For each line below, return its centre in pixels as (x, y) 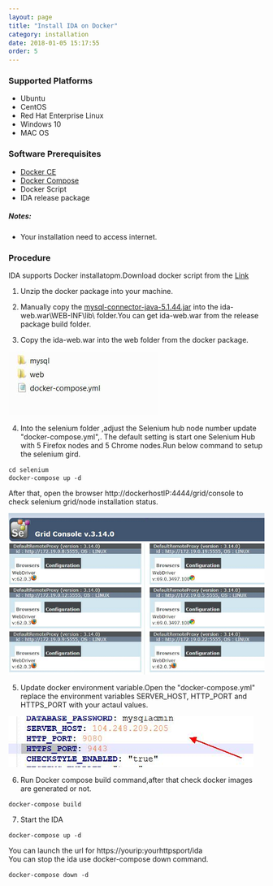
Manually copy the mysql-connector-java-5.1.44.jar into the (119, 307)
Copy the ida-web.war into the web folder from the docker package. (134, 339)
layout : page (30, 17)
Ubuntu (33, 98)
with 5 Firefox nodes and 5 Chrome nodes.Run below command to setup (141, 445)
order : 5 (23, 52)
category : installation (49, 34)
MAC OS (35, 133)
